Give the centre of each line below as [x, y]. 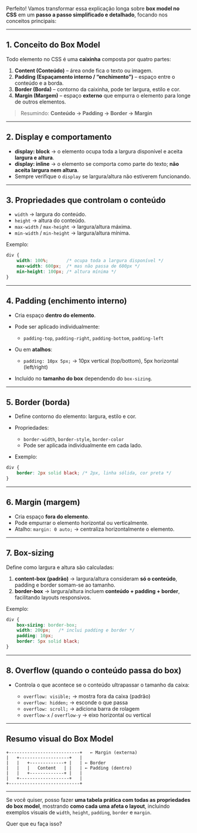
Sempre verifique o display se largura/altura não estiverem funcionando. [103, 176]
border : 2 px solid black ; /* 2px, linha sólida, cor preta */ [94, 473]
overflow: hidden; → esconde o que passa [75, 702]
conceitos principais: [31, 21]
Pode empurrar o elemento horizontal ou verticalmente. [81, 523]
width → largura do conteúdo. [50, 215]
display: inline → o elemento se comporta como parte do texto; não [97, 163]
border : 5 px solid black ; [48, 641]
